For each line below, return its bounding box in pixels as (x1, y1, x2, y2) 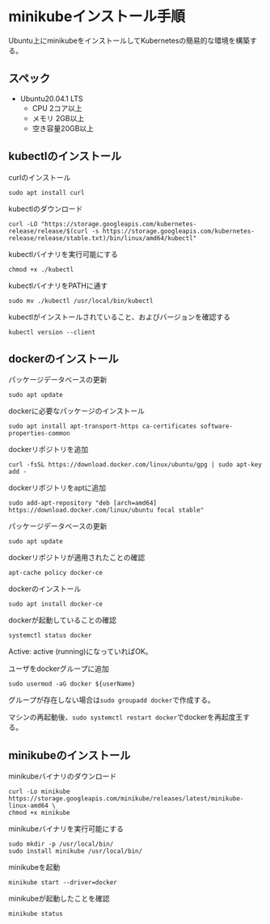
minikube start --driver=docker (8, 879, 117, 887)
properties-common (8, 429, 70, 437)
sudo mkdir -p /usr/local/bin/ (8, 840, 114, 849)
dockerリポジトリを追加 (8, 445, 89, 454)
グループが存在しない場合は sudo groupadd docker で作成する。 (8, 695, 216, 705)
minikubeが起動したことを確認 (8, 894, 111, 904)
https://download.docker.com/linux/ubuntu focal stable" (8, 506, 205, 514)
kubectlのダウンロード (8, 204, 83, 213)
